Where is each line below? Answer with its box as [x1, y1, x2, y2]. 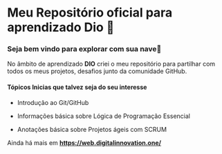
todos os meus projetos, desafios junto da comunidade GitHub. [7, 67, 187, 75]
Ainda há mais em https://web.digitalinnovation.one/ [7, 138, 161, 146]
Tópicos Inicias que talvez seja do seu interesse [7, 83, 147, 91]
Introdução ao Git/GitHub [17, 98, 89, 106]
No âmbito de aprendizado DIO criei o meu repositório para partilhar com [7, 60, 216, 68]
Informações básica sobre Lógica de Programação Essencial [17, 112, 190, 120]
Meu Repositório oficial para [7, 5, 173, 21]
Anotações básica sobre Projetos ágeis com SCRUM [17, 125, 167, 133]
